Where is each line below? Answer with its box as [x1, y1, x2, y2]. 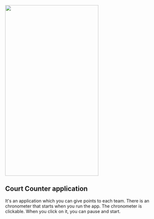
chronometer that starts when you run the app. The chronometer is [5, 203, 142, 209]
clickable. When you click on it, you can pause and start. [5, 208, 121, 214]
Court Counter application [5, 185, 88, 193]
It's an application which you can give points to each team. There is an [5, 198, 150, 204]
